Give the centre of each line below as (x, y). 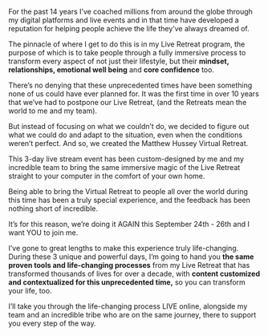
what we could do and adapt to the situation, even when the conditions (126, 135)
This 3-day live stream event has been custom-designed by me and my (126, 159)
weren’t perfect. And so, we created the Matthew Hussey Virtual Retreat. (128, 143)
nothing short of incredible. (53, 208)
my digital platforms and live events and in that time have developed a (124, 20)
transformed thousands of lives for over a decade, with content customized (134, 273)
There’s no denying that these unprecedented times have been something (130, 85)
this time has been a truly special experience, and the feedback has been (130, 200)
